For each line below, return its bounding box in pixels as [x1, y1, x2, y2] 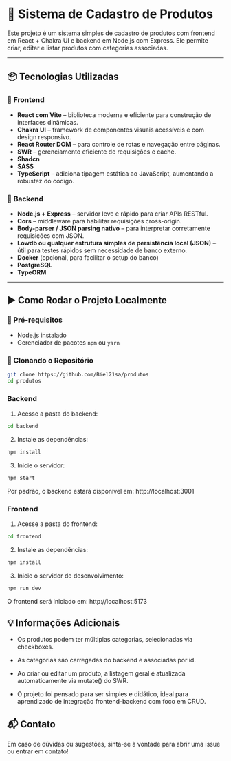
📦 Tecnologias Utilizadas [7, 71, 119, 83]
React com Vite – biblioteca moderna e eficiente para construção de [16, 110, 212, 119]
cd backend [7, 423, 38, 429]
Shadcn [16, 154, 40, 163]
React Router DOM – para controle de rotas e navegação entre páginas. [16, 140, 221, 148]
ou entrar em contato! [7, 747, 69, 755]
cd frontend [7, 533, 41, 540]
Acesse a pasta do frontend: [16, 520, 98, 528]
